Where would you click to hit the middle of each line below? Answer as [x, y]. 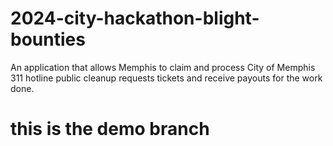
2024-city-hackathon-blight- [135, 18]
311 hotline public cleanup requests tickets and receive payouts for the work [166, 78]
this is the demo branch [110, 129]
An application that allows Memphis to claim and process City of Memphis [163, 67]
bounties [48, 39]
